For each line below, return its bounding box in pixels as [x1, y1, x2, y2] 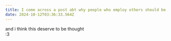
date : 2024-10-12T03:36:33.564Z [5, 12, 74, 17]
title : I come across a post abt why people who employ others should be [5, 7, 166, 12]
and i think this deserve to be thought [5, 25, 84, 31]
